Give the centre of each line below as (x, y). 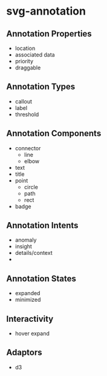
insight (23, 246)
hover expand (32, 333)
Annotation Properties (49, 34)
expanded (28, 293)
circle (31, 187)
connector (28, 148)
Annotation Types (41, 87)
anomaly (26, 240)
